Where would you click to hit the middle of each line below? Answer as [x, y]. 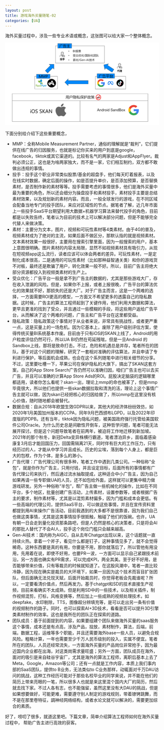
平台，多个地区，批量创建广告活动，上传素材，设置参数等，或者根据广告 [85, 492]
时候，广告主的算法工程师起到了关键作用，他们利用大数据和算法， [91, 303]
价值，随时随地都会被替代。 [44, 400]
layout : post [18, 10]
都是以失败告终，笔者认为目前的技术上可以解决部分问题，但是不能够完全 [85, 217]
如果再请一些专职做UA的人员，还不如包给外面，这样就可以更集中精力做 [83, 480]
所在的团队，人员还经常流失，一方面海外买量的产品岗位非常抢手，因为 [83, 645]
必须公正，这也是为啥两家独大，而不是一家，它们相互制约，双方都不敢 [87, 162]
